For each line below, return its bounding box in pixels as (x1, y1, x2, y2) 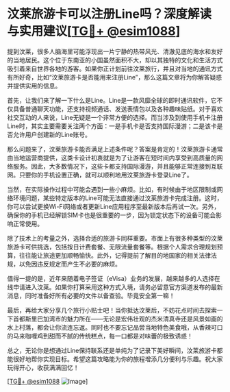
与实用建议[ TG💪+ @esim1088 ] (7, 23, 181, 39)
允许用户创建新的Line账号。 (12, 130, 91, 138)
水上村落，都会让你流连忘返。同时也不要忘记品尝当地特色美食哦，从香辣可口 (7, 323, 223, 331)
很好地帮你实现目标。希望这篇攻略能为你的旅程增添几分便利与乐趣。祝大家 (12, 354, 223, 363)
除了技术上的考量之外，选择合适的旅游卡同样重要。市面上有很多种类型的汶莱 (7, 234, 223, 242)
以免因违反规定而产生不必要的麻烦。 (18, 260, 121, 268)
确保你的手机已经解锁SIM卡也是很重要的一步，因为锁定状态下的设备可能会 (7, 210, 216, 219)
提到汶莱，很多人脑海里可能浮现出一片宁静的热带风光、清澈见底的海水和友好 (7, 47, 223, 56)
